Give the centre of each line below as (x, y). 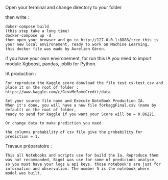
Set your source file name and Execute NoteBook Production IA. (75, 101)
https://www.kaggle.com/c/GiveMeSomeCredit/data (58, 92)
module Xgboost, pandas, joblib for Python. (51, 64)
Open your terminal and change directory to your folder (64, 7)
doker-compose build (27, 27)
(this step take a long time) (38, 31)
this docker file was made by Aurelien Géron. (56, 49)
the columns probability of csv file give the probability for (74, 132)
